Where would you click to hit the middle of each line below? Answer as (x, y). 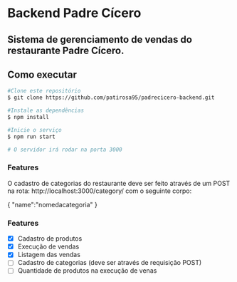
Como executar (42, 74)
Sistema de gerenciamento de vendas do (100, 40)
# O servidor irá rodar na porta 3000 (65, 150)
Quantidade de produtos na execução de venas (87, 271)
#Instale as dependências (46, 111)
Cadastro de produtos (50, 239)
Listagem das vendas (49, 255)
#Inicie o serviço (35, 130)
